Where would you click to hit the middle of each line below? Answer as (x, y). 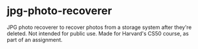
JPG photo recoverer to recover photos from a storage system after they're (99, 27)
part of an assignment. (35, 40)
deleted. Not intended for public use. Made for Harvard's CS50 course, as (98, 33)
